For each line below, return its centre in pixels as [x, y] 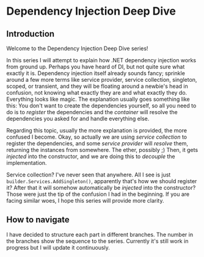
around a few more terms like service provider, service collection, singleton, [102, 80]
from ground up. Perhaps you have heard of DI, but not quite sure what [96, 67]
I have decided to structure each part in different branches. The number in [100, 234]
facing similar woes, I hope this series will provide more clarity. [85, 201]
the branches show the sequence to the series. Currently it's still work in [97, 241]
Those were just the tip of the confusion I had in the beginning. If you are [98, 194]
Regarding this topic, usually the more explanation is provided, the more [97, 130]
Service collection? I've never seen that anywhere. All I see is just [89, 175]
